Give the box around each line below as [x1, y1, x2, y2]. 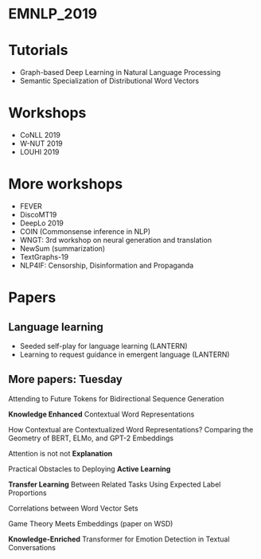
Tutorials [8, 41, 68, 60]
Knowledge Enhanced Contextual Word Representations [8, 409, 195, 419]
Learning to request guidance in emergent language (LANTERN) [19, 350, 230, 359]
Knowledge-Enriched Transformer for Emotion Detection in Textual [8, 534, 230, 544]
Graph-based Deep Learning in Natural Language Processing [19, 68, 221, 77]
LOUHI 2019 [19, 147, 60, 157]
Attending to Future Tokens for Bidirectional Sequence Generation [8, 393, 224, 403]
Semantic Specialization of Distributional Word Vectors [19, 76, 200, 86]
